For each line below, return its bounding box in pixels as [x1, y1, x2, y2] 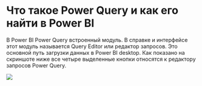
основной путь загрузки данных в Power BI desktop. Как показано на [6, 49, 185, 56]
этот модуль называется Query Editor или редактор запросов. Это [6, 43, 178, 50]
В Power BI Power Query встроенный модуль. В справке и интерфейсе [6, 36, 188, 43]
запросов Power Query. [6, 61, 67, 69]
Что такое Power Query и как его [6, 4, 179, 17]
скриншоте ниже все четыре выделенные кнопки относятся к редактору [6, 55, 196, 63]
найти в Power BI [6, 16, 95, 30]
